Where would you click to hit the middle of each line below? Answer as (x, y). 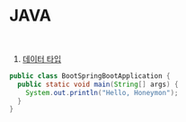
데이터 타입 (42, 58)
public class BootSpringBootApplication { (90, 76)
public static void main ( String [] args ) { (98, 84)
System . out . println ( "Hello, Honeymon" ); (102, 92)
